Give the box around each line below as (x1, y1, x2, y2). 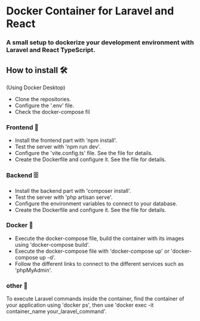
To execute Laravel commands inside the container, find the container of (6, 295, 184, 302)
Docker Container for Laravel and (6, 4, 174, 18)
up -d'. (39, 253, 56, 261)
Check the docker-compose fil (14, 108, 90, 115)
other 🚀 (6, 281, 28, 290)
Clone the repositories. (14, 95, 72, 102)
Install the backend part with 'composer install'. (14, 187, 131, 194)
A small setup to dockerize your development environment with (6, 38, 194, 47)
